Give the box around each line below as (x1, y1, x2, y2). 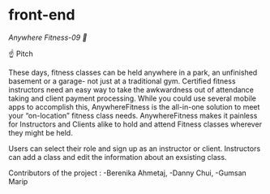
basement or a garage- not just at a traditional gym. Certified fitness (8, 75, 237, 86)
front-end (8, 6, 75, 24)
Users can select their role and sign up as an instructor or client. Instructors (8, 144, 261, 153)
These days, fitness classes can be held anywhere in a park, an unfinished (8, 67, 258, 77)
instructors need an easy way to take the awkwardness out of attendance (8, 84, 254, 94)
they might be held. (8, 127, 73, 137)
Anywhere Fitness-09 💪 (8, 32, 88, 42)
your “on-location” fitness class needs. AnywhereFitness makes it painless (8, 110, 258, 120)
